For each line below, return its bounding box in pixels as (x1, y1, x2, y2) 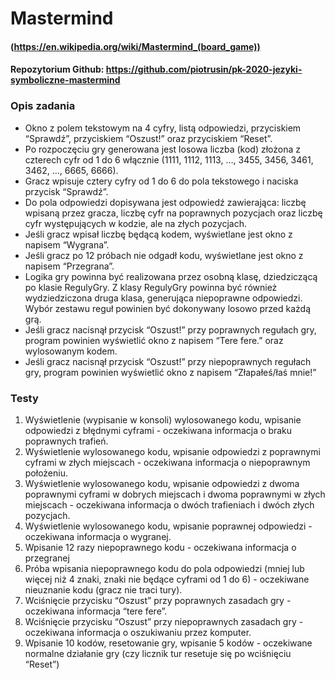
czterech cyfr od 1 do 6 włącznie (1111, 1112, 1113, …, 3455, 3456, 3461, (24, 153, 314, 166)
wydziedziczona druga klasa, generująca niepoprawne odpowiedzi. (24, 292, 303, 304)
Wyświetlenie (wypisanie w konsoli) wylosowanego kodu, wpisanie (24, 413, 302, 426)
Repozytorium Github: (10, 63, 105, 76)
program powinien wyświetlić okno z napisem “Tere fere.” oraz (24, 334, 284, 346)
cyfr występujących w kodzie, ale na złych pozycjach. (24, 217, 247, 229)
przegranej (24, 552, 70, 564)
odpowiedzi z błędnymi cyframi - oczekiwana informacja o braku (24, 424, 293, 436)
